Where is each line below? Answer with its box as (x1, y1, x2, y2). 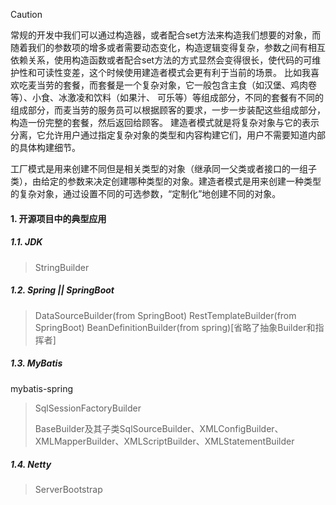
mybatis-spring (10, 382, 73, 394)
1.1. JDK (10, 236, 43, 248)
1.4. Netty (10, 459, 52, 471)
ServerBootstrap (34, 484, 103, 496)
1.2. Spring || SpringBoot (10, 284, 115, 296)
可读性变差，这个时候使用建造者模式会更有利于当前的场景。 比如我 (36, 67, 311, 78)
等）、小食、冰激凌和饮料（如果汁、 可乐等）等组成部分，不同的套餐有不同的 (10, 92, 324, 103)
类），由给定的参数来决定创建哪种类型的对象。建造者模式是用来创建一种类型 (10, 175, 322, 187)
